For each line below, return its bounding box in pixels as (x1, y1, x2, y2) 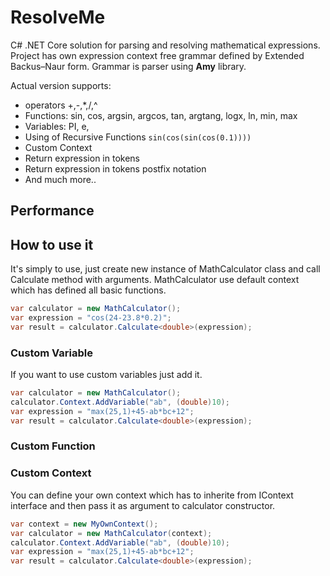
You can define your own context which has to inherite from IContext (10, 489, 294, 501)
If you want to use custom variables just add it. (10, 369, 203, 381)
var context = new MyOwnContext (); (10, 519, 159, 529)
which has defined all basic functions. (10, 284, 167, 296)
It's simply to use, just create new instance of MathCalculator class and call (10, 263, 321, 275)
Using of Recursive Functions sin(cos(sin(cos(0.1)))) (24, 131, 252, 143)
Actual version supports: (10, 79, 112, 91)
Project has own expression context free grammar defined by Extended (10, 49, 305, 61)
